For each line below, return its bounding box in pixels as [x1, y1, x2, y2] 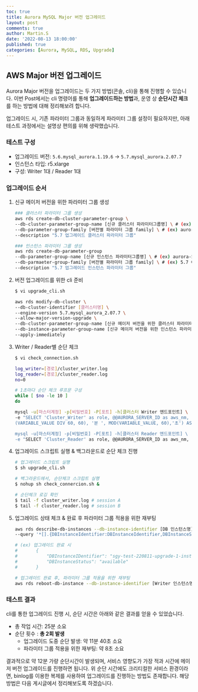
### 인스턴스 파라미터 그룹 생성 [14, 243, 82, 249]
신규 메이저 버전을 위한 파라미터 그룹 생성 [14, 199, 110, 206]
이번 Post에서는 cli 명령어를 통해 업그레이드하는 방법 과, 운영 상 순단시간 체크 [14, 95, 189, 102]
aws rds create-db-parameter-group [14, 248, 103, 254]
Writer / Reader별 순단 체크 [14, 343, 78, 350]
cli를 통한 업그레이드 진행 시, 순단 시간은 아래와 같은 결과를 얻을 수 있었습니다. [6, 610, 184, 617]
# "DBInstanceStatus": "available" [14, 558, 128, 565]
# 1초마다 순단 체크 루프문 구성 [14, 387, 82, 393]
